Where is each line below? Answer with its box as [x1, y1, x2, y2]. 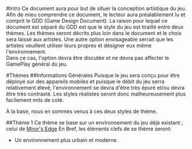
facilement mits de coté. [6, 97, 64, 104]
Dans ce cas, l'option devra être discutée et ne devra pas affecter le [6, 55, 169, 61]
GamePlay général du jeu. [6, 61, 68, 68]
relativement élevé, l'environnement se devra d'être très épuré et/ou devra [6, 84, 185, 91]
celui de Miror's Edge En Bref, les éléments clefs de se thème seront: [6, 125, 172, 132]
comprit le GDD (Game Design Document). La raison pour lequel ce [6, 17, 168, 24]
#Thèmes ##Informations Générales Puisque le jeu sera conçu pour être [6, 72, 180, 79]
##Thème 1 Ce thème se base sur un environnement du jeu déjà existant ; [6, 119, 183, 126]
